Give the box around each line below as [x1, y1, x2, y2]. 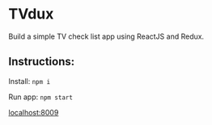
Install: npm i [8, 76, 51, 85]
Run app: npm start [8, 92, 73, 102]
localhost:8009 [8, 107, 59, 117]
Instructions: [8, 55, 75, 69]
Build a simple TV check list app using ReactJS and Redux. [8, 31, 205, 41]
